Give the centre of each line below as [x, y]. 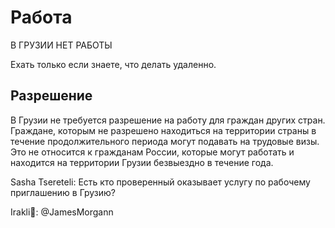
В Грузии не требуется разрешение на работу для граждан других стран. [168, 120]
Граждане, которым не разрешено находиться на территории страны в [163, 130]
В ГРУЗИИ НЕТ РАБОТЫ [61, 45]
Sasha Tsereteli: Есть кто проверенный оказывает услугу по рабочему [160, 182]
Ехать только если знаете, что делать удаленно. [113, 64]
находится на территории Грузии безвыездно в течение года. [142, 162]
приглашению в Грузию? [63, 192]
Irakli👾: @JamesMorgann [62, 212]
